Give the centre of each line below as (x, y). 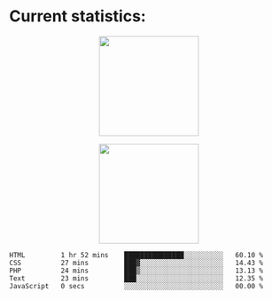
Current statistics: (78, 16)
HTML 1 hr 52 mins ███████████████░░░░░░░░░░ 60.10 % (136, 255)
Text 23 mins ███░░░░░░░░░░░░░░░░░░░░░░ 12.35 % (136, 278)
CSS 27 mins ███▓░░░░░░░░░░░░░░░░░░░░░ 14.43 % (136, 263)
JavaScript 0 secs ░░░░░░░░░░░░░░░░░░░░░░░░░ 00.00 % (136, 286)
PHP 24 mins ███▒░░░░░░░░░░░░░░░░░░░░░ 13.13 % (136, 271)
